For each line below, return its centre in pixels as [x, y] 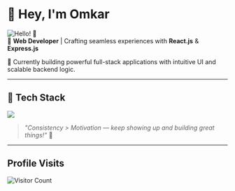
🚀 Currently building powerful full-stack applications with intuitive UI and [112, 61]
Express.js [23, 48]
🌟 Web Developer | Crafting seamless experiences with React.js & [103, 40]
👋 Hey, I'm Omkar [58, 14]
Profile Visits [36, 163]
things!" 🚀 [38, 135]
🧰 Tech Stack [36, 98]
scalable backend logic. [41, 69]
